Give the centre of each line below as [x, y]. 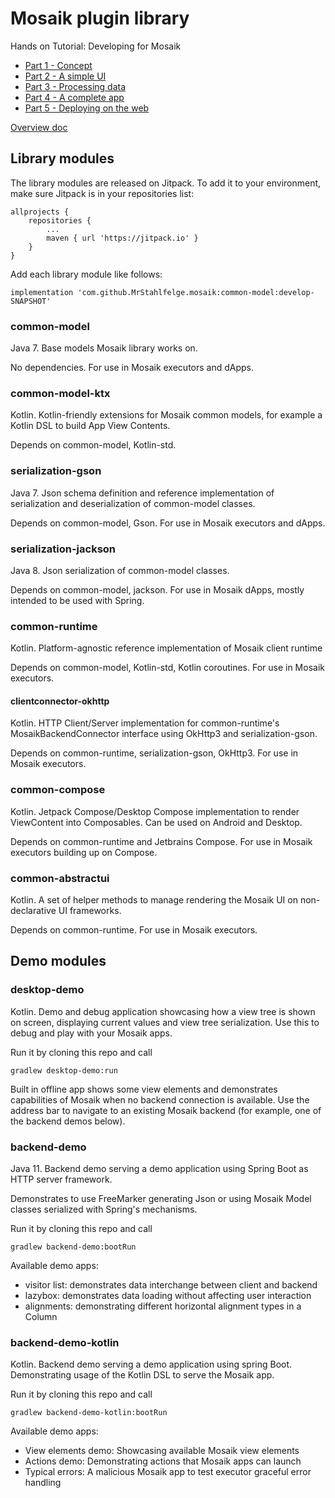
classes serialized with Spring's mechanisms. [104, 1209]
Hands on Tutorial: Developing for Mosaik [96, 46]
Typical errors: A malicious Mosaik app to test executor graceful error [168, 1472]
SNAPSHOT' [31, 301]
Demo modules [58, 961]
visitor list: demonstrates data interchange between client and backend [171, 1285]
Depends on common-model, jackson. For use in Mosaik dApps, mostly [157, 589]
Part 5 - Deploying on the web [87, 108]
